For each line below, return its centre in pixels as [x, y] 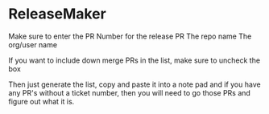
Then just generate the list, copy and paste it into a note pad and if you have [134, 84]
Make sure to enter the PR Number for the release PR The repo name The [130, 36]
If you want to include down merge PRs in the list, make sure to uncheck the [134, 60]
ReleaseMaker [57, 14]
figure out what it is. [41, 101]
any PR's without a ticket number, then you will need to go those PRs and [130, 92]
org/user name [33, 44]
